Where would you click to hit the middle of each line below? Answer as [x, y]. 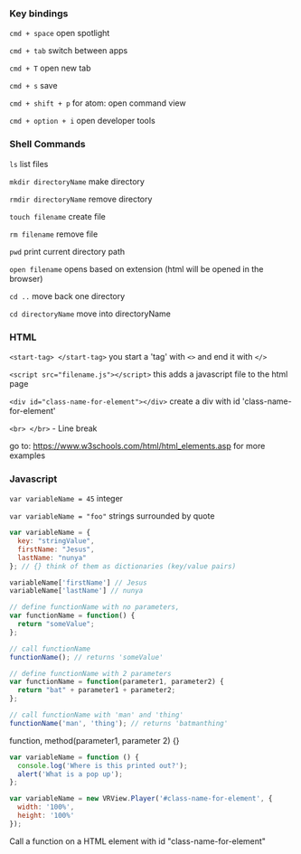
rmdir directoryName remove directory [81, 199]
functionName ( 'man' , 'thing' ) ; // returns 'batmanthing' [119, 723]
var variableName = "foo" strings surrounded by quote [112, 516]
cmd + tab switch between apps [69, 51]
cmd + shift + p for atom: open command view [98, 103]
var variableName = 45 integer [66, 499]
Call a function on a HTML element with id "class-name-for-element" [138, 841]
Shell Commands [47, 145]
